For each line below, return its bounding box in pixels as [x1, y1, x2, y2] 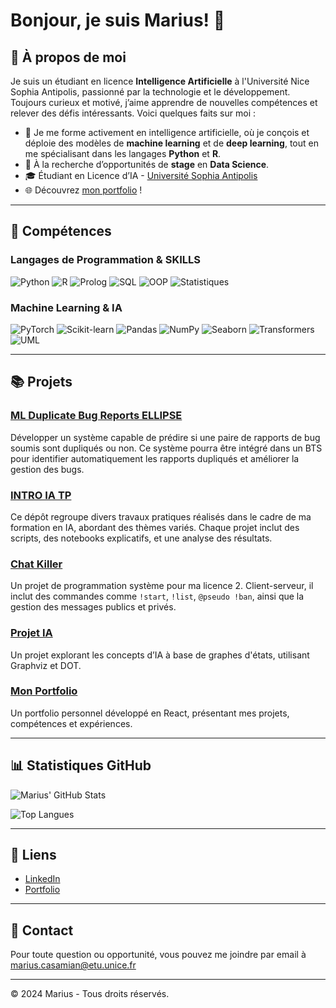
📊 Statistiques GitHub [10, 757, 152, 774]
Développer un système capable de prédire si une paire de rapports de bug [10, 431, 321, 443]
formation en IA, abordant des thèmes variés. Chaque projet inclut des [10, 521, 300, 533]
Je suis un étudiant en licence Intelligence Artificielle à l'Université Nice [10, 75, 310, 87]
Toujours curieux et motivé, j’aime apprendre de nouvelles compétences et [10, 97, 318, 108]
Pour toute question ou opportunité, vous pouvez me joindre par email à [10, 949, 307, 961]
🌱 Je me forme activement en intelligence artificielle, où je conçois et [24, 127, 310, 138]
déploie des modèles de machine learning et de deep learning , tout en [24, 137, 319, 149]
